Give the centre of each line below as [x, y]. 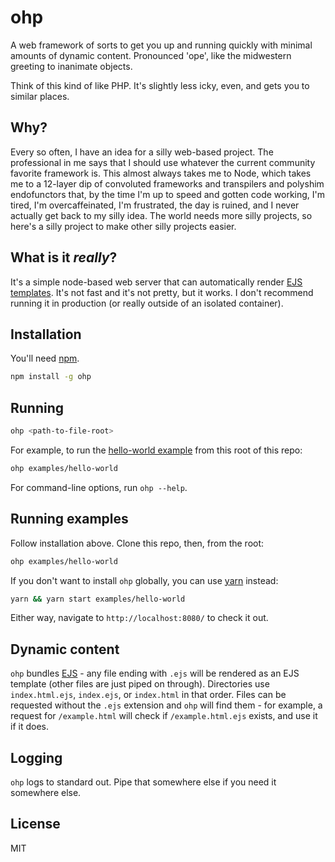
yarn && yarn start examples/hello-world [98, 599]
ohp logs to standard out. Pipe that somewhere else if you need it [143, 782]
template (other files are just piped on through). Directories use [140, 684]
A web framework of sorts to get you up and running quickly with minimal [161, 45]
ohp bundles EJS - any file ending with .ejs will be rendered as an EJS [155, 673]
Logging [36, 757]
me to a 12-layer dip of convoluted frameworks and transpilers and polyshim [167, 183]
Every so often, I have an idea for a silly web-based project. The [142, 152]
